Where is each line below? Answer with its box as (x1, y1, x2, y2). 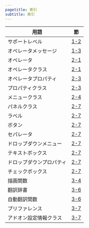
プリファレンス (7, 205, 43, 212)
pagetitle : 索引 (5, 7, 37, 12)
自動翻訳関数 (7, 196, 38, 203)
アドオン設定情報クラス (7, 214, 62, 221)
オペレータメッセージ (7, 47, 57, 54)
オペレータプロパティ (7, 75, 57, 82)
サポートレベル (7, 38, 43, 45)
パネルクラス (7, 103, 38, 110)
